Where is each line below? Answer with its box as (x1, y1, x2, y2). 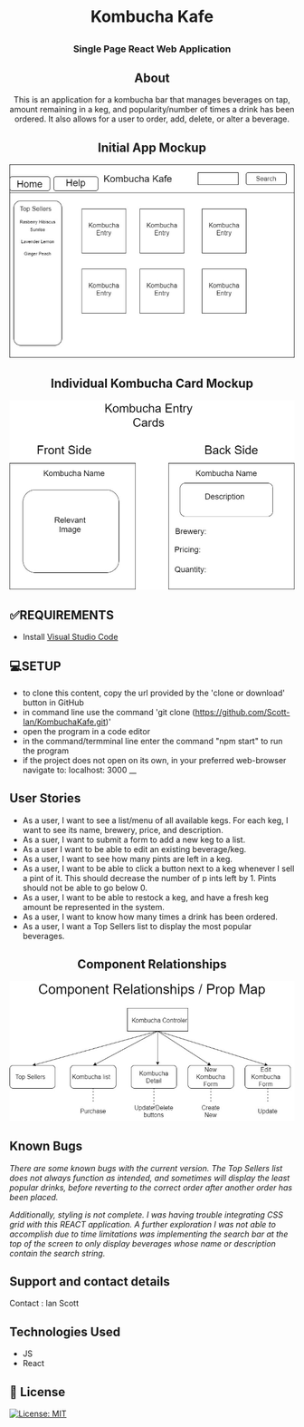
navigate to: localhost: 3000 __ (22, 764, 138, 775)
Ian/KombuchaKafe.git (22, 716, 107, 727)
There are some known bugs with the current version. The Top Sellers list (9, 1162, 283, 1173)
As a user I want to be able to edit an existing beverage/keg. (22, 843, 247, 854)
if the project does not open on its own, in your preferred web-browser (22, 754, 287, 765)
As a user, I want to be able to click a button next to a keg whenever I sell (22, 863, 295, 874)
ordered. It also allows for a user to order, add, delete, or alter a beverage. (14, 113, 290, 124)
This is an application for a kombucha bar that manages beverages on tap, (13, 94, 291, 105)
